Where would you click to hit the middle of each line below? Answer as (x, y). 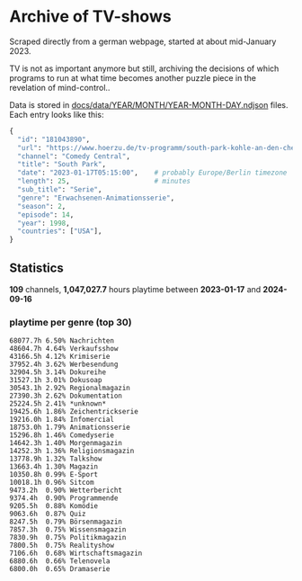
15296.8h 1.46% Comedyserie (62, 435)
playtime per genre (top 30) (71, 322)
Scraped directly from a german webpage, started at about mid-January (143, 41)
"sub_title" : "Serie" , (60, 190)
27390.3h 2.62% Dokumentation (66, 396)
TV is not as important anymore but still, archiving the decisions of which (144, 68)
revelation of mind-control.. (60, 87)
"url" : (30, 147)
